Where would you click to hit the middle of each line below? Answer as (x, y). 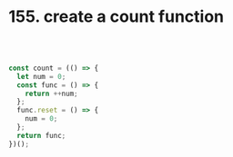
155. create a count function (116, 17)
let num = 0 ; (41, 76)
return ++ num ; (51, 93)
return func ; (41, 135)
